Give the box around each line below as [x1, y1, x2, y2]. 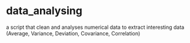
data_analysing [6, 4, 82, 18]
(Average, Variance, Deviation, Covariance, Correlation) [6, 29, 141, 37]
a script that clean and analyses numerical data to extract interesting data [6, 24, 185, 31]
